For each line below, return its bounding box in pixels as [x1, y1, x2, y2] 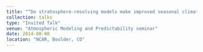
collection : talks [6, 14, 53, 20]
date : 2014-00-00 [6, 31, 50, 37]
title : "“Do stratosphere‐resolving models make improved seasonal [6, 8, 180, 15]
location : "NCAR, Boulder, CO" [6, 36, 85, 42]
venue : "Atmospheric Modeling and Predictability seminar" [6, 25, 158, 32]
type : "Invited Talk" [6, 20, 61, 26]
